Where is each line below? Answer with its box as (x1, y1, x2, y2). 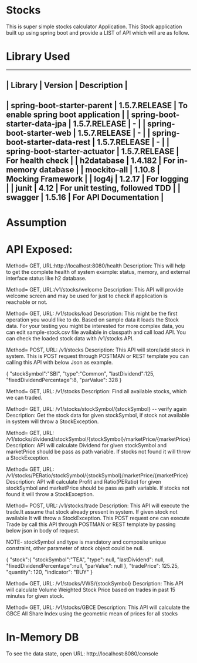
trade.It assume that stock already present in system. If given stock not (6, 508, 178, 515)
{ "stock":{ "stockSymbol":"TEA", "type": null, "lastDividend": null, (6, 556, 165, 563)
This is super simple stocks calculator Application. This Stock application (6, 23, 182, 30)
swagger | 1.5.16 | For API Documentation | (6, 192, 164, 202)
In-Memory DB (6, 630, 79, 644)
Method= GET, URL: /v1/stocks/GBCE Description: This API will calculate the (6, 604, 190, 611)
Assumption (6, 216, 67, 229)
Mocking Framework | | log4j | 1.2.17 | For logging (6, 174, 189, 184)
